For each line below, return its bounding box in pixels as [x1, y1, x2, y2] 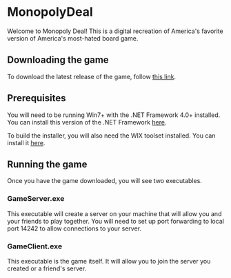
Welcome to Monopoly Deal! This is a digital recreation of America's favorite [7, 27, 223, 35]
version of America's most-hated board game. [7, 34, 139, 42]
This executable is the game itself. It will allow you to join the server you [7, 257, 211, 265]
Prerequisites [7, 92, 66, 104]
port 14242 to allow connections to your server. [7, 224, 142, 233]
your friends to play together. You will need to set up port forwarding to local [7, 217, 224, 225]
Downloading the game [7, 54, 109, 66]
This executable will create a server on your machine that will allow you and [7, 209, 222, 217]
